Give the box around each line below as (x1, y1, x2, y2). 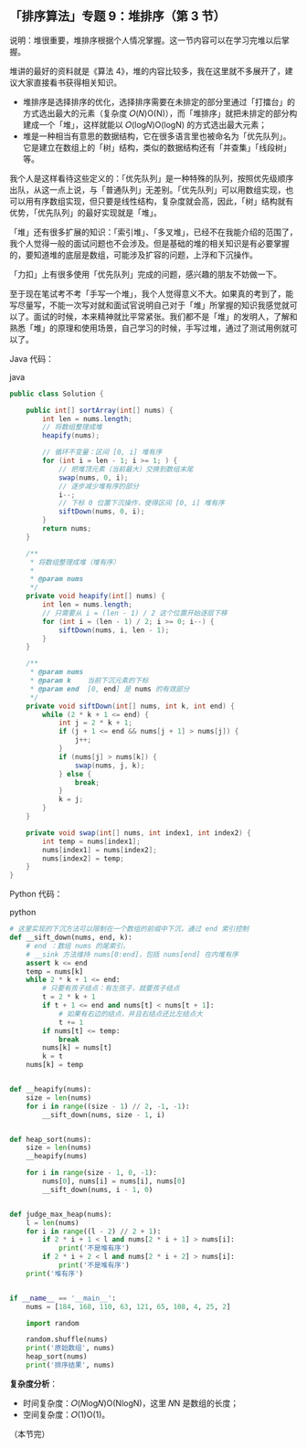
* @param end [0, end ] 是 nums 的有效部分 (29, 684, 190, 693)
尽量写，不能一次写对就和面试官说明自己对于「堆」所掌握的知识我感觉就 (16, 300, 290, 311)
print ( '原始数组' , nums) (26, 1344, 115, 1353)
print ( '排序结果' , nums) (26, 1360, 115, 1370)
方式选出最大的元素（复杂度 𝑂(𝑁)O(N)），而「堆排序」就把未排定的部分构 (22, 108, 298, 119)
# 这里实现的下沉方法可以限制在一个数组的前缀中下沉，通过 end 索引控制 (9, 925, 249, 934)
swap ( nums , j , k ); (74, 761, 145, 770)
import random (26, 1318, 79, 1327)
